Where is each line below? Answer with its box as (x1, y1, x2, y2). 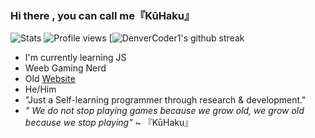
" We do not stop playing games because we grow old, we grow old (24, 105, 305, 117)
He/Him (24, 83, 57, 96)
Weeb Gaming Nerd (24, 62, 107, 74)
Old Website (24, 73, 76, 85)
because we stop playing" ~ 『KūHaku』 (24, 117, 194, 129)
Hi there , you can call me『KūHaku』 (10, 8, 195, 22)
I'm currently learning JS (24, 52, 127, 64)
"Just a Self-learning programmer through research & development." (24, 94, 307, 106)
